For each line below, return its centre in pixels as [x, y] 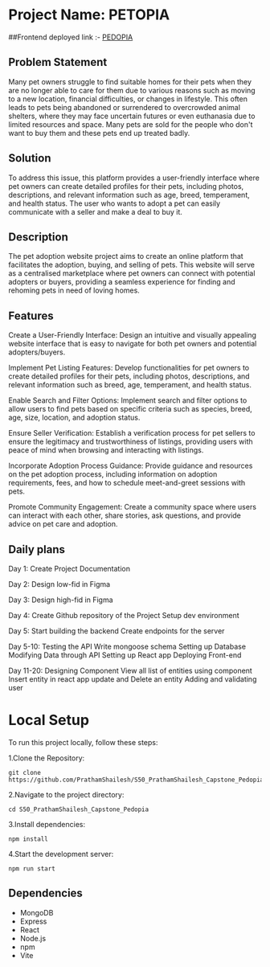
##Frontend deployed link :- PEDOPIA [71, 37]
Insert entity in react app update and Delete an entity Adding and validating [133, 679]
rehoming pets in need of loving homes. [74, 290]
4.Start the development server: [61, 854]
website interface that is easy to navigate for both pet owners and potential [133, 344]
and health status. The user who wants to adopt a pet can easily [115, 203]
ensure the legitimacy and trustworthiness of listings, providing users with [131, 442]
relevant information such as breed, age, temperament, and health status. [130, 385]
